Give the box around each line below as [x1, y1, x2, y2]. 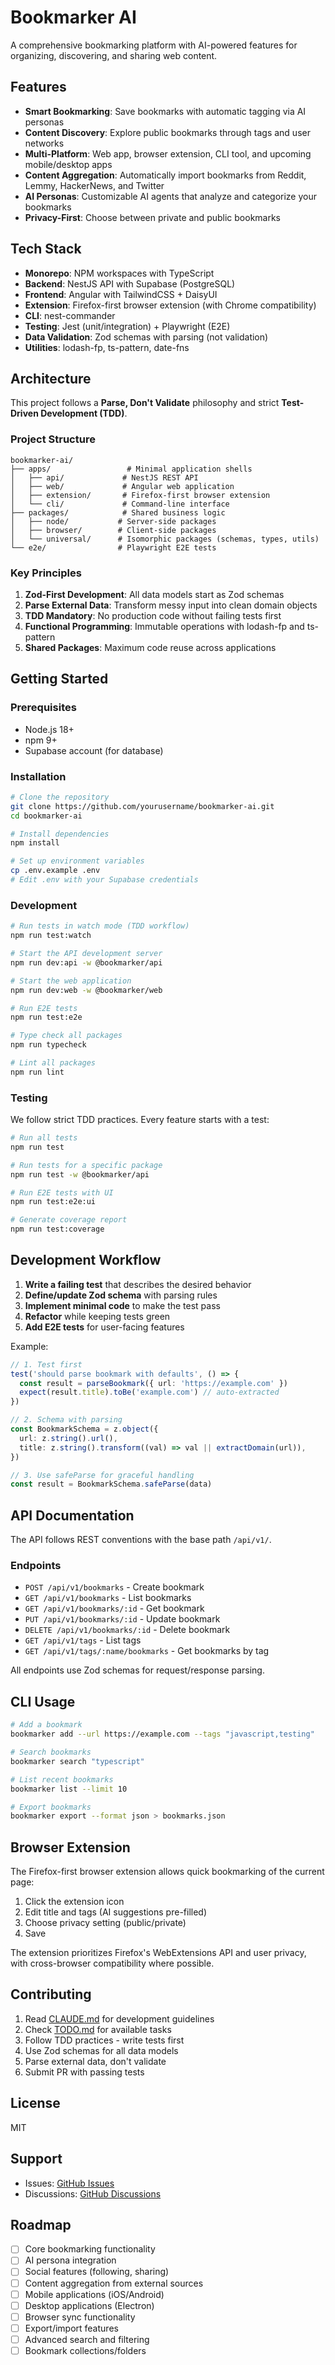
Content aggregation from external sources [24, 2277, 204, 2289]
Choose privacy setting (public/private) [24, 1917, 187, 1929]
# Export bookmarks [10, 1802, 92, 1812]
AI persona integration [24, 2254, 117, 2266]
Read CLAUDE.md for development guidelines [24, 2012, 215, 2025]
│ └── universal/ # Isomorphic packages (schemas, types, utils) [10, 534, 320, 544]
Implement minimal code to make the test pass [24, 1299, 221, 1311]
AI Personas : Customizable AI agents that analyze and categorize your [24, 190, 318, 202]
